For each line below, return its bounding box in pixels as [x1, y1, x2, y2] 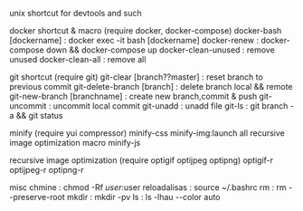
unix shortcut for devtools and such [9, 8, 142, 18]
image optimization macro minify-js [9, 138, 141, 148]
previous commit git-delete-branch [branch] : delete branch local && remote [9, 82, 293, 91]
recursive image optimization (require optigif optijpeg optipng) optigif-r [9, 155, 274, 166]
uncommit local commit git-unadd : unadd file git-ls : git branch [52, 101, 289, 111]
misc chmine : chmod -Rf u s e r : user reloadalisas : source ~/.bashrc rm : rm [9, 182, 287, 193]
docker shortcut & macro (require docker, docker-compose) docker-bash [9, 25, 282, 35]
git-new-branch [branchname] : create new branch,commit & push [9, 91, 258, 101]
